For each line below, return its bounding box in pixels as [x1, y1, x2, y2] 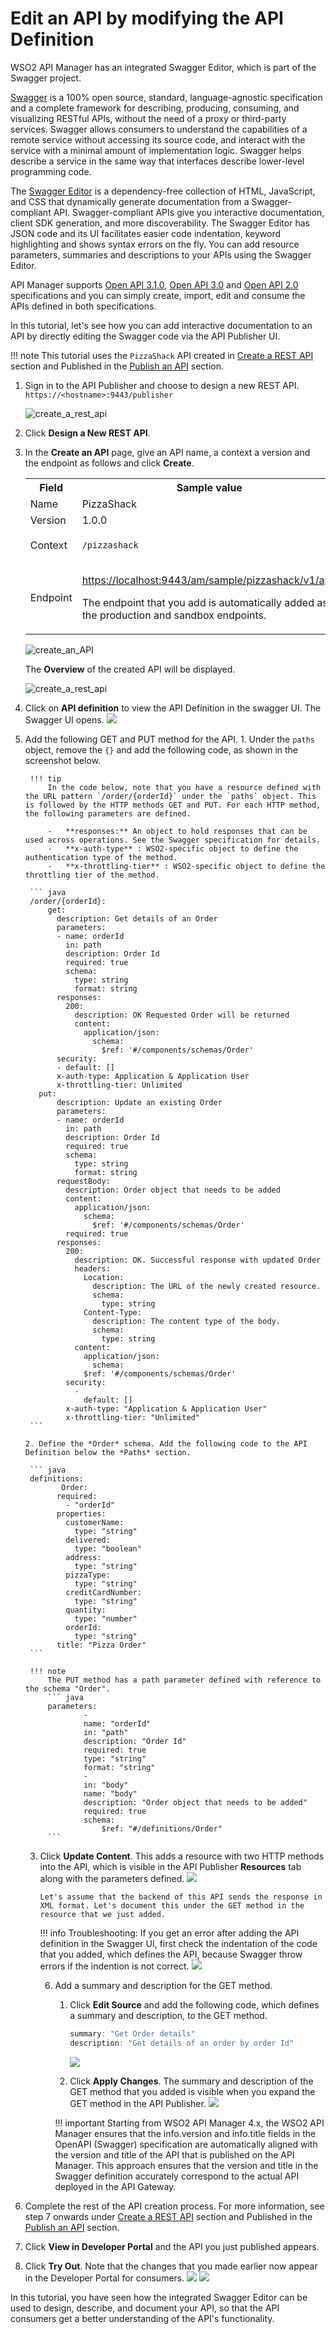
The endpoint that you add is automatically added [81, 595, 315, 609]
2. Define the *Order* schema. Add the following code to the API [24, 1438, 308, 1449]
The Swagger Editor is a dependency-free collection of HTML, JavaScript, [10, 185, 316, 197]
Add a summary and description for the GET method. [54, 1979, 273, 1991]
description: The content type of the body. [92, 1316, 281, 1326]
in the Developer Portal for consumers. [24, 2272, 185, 2284]
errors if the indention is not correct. [39, 1960, 190, 1972]
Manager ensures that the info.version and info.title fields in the [54, 2127, 317, 2139]
